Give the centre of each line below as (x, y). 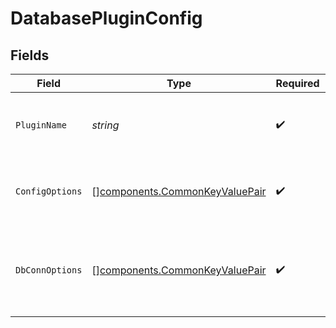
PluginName (41, 125)
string (105, 125)
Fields (30, 55)
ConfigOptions (49, 191)
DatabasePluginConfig (106, 18)
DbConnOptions (49, 270)
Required (297, 83)
